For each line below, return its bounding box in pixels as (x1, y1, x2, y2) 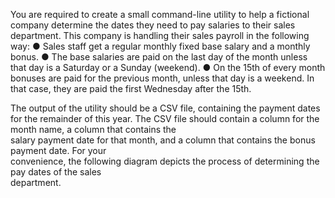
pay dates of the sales (10, 166, 102, 178)
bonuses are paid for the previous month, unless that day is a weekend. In (10, 72, 315, 84)
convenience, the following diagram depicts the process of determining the (10, 155, 320, 167)
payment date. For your (10, 145, 107, 156)
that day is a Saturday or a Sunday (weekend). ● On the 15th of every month (10, 62, 326, 73)
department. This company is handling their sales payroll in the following (10, 30, 310, 41)
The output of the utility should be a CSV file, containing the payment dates (10, 102, 321, 114)
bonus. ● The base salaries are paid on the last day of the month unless (10, 51, 308, 63)
